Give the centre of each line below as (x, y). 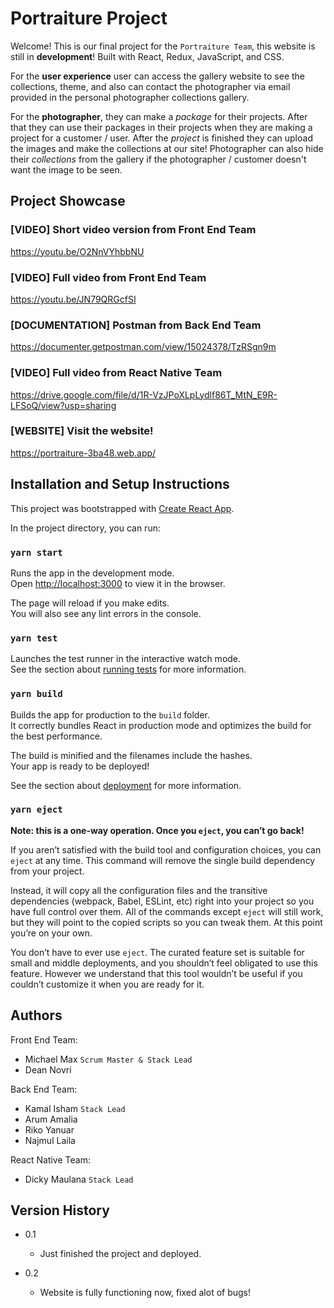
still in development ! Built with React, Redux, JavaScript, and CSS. (147, 56)
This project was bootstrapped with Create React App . (122, 508)
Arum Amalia (51, 1119)
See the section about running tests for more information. (128, 669)
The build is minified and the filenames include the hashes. (131, 755)
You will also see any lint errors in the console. (106, 613)
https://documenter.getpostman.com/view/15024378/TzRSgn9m (143, 347)
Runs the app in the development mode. (92, 573)
